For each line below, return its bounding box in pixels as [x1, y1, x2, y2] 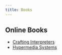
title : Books [5, 7, 32, 12]
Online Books [5, 26, 47, 34]
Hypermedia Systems [12, 44, 57, 50]
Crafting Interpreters [12, 39, 55, 45]
